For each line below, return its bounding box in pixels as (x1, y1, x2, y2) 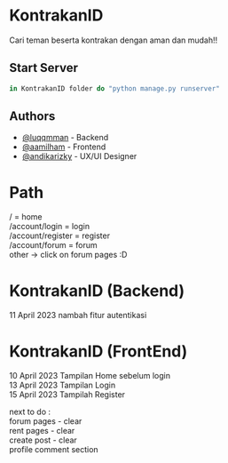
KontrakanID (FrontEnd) (9, 341, 188, 361)
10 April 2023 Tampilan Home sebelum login (9, 371, 171, 381)
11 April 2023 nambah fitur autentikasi (9, 310, 147, 321)
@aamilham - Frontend (21, 141, 106, 152)
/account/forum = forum (9, 240, 98, 251)
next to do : (9, 406, 51, 418)
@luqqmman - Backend (21, 132, 109, 143)
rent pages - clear (9, 426, 75, 436)
